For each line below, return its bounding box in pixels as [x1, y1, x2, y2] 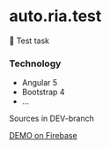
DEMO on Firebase [9, 130, 77, 141]
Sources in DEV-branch [9, 113, 94, 124]
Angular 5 [21, 78, 58, 88]
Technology [9, 57, 62, 70]
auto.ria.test [9, 6, 102, 26]
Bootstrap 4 [21, 86, 65, 98]
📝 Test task [9, 35, 50, 46]
